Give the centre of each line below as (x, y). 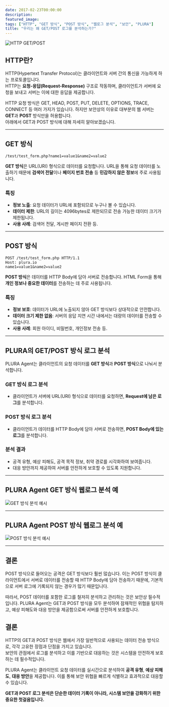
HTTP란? (19, 60)
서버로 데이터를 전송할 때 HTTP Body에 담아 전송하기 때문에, (90, 580)
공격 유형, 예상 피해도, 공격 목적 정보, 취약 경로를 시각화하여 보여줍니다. (82, 461)
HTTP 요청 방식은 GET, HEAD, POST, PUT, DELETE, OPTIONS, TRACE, (77, 103)
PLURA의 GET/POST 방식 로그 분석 (58, 351)
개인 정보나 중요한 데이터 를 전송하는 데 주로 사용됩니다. (59, 283)
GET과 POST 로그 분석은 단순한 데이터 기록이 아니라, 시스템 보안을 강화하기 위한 (83, 693)
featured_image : (22, 19)
